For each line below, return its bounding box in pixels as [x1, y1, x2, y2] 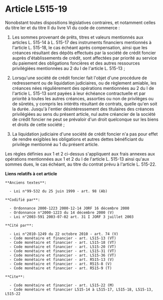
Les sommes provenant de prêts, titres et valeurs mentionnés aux [12, 34, 144, 40]
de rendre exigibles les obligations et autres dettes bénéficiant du [12, 136, 144, 142]
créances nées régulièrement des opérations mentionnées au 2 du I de [12, 85, 154, 91]
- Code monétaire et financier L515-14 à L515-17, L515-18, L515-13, [9, 287, 153, 292]
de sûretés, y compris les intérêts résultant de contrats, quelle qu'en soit [12, 101, 158, 107]
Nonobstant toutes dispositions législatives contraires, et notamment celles [5, 20, 156, 25]
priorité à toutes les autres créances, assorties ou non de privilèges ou [12, 95, 154, 101]
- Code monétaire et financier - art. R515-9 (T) [9, 265, 112, 271]
